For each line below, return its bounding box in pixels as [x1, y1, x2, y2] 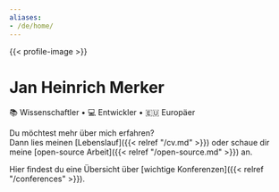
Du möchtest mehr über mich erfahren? [9, 128, 155, 138]
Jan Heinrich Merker [9, 77, 165, 97]
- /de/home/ [9, 21, 54, 30]
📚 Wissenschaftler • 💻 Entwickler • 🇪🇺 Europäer [9, 107, 196, 118]
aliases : [9, 13, 42, 22]
